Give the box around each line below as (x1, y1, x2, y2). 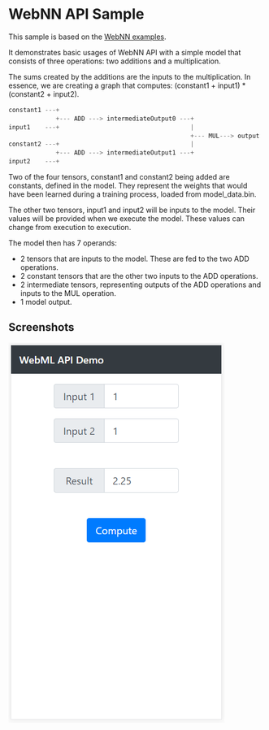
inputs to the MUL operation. (20, 289, 116, 298)
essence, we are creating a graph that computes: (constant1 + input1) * (8, 80, 246, 90)
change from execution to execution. (8, 223, 132, 232)
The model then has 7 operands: (8, 238, 118, 248)
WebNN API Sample (8, 5, 145, 24)
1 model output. (20, 298, 72, 307)
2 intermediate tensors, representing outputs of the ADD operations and (20, 280, 262, 289)
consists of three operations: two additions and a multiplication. (8, 56, 221, 66)
